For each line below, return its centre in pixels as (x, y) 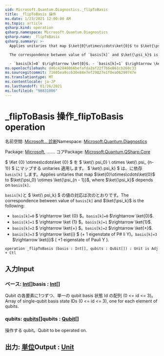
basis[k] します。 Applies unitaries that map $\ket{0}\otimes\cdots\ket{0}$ (80, 174)
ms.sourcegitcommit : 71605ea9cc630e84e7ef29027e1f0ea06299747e (71, 73)
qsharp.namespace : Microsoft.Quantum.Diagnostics (57, 32)
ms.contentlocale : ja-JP (30, 82)
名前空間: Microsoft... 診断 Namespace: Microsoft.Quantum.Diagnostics (76, 141)
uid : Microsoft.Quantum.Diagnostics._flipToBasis (57, 10)
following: (15, 206)
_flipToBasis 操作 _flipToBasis (64, 116)
